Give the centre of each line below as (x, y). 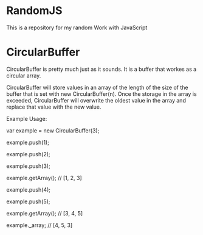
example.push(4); (28, 189)
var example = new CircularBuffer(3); (53, 130)
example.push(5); (28, 201)
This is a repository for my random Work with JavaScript (77, 27)
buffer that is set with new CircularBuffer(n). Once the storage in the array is (101, 94)
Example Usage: (27, 118)
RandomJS (34, 11)
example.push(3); (28, 166)
